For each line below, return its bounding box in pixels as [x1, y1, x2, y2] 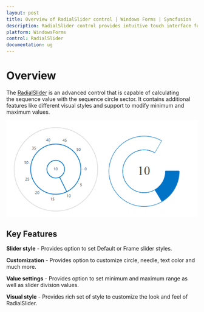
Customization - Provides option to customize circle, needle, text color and [6, 257, 195, 264]
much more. [6, 263, 36, 271]
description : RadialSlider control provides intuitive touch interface [6, 23, 191, 29]
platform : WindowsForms [6, 29, 67, 35]
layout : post [6, 10, 39, 16]
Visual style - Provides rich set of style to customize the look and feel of [6, 293, 188, 300]
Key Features [6, 229, 58, 239]
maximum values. [6, 108, 50, 116]
